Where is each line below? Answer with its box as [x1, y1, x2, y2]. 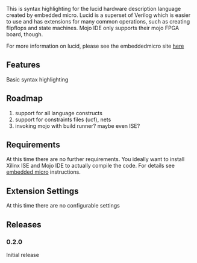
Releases [6, 220, 42, 230]
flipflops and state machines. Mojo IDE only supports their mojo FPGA [6, 24, 180, 31]
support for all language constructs [14, 109, 102, 116]
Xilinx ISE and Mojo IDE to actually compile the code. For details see [6, 162, 175, 170]
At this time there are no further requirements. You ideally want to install [6, 156, 185, 163]
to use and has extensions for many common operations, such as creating [6, 18, 190, 25]
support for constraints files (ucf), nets [14, 116, 111, 123]
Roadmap [6, 93, 43, 104]
